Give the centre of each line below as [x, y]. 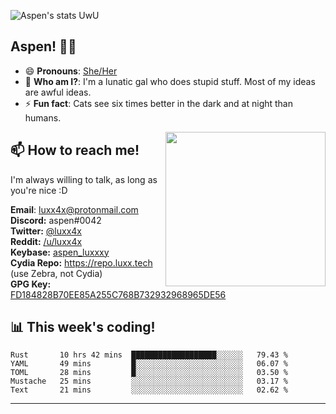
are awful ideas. [58, 92]
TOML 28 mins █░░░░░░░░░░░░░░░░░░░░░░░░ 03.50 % [149, 373]
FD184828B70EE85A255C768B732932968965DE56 [118, 294]
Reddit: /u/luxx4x [46, 241]
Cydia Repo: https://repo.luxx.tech [81, 262]
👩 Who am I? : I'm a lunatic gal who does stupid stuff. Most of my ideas [170, 81]
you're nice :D [39, 190]
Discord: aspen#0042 [56, 220]
